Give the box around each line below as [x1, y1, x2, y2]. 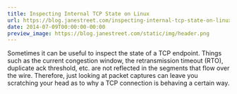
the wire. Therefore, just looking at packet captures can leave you [7, 72, 199, 80]
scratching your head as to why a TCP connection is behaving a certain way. [7, 79, 230, 88]
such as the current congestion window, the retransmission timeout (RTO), [7, 57, 224, 65]
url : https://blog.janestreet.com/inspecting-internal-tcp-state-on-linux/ [7, 17, 235, 24]
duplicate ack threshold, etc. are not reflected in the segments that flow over [7, 64, 230, 72]
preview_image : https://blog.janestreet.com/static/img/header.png [7, 29, 210, 37]
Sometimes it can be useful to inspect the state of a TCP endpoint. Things [7, 49, 222, 58]
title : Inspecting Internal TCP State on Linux [7, 10, 150, 18]
